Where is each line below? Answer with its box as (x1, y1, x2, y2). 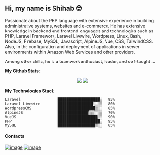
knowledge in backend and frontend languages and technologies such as (5, 28, 154, 34)
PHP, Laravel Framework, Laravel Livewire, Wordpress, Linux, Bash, (5, 33, 141, 39)
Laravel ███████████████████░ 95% (5, 97, 115, 102)
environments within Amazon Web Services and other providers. (5, 49, 135, 55)
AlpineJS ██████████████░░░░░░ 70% (5, 110, 115, 115)
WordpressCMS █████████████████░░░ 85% (5, 106, 115, 111)
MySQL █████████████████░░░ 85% (5, 123, 115, 128)
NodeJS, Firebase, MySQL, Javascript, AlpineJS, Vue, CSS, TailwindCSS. (5, 38, 153, 44)
